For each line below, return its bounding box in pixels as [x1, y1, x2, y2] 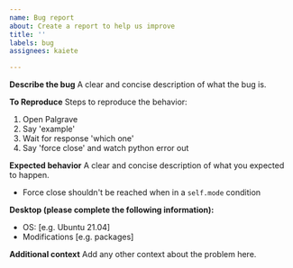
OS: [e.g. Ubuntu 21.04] [22, 222, 111, 233]
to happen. [9, 170, 50, 181]
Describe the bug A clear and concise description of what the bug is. [9, 79, 267, 90]
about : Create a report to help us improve [9, 22, 176, 31]
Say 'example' [22, 123, 75, 135]
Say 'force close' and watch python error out [22, 143, 189, 154]
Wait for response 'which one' [22, 133, 134, 144]
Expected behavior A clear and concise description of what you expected [9, 160, 285, 171]
